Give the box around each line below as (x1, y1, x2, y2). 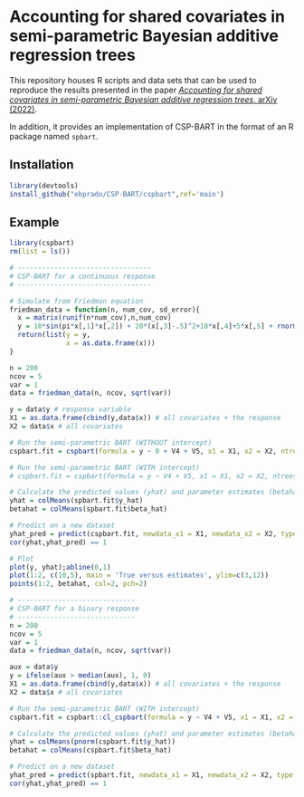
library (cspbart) (9, 238, 75, 248)
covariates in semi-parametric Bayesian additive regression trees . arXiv (9, 93, 278, 105)
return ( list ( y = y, (17, 331, 91, 340)
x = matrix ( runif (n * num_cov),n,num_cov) (17, 313, 172, 322)
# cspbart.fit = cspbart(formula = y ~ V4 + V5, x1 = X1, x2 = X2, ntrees (9, 471, 298, 481)
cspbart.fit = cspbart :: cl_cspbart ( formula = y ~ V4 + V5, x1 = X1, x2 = (9, 713, 294, 722)
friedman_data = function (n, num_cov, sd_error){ (9, 305, 201, 314)
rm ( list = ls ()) (9, 247, 71, 256)
